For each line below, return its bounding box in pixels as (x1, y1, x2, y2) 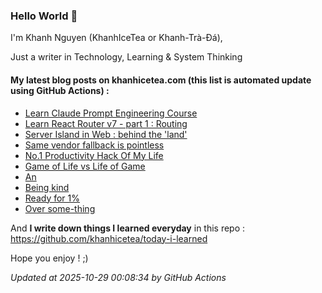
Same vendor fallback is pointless (24, 139, 165, 151)
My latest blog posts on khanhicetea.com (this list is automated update (10, 74, 312, 86)
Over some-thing (24, 202, 96, 214)
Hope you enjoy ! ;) (10, 252, 89, 264)
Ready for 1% (24, 192, 81, 204)
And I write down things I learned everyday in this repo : (10, 222, 246, 234)
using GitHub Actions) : (10, 84, 110, 96)
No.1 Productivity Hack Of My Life (24, 149, 164, 161)
